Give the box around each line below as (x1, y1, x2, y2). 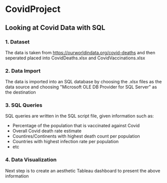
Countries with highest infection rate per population (12, 139, 119, 145)
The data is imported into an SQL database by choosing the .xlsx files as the (5, 79, 162, 85)
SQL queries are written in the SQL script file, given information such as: (5, 113, 154, 119)
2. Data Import (5, 67, 41, 74)
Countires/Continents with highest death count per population (12, 133, 140, 139)
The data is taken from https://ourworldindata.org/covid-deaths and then (5, 49, 155, 55)
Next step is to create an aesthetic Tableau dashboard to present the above (5, 168, 160, 174)
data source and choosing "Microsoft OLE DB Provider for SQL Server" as (5, 84, 157, 90)
